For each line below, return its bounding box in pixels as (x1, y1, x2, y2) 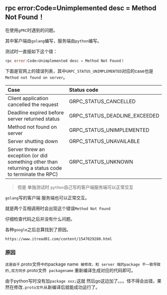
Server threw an (7, 146, 45, 152)
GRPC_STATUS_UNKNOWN (69, 158, 133, 165)
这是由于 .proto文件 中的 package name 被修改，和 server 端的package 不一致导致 (5, 261, 161, 267)
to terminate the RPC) (7, 170, 58, 177)
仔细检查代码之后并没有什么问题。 (5, 216, 75, 222)
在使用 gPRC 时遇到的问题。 (5, 27, 58, 33)
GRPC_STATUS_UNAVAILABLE (69, 138, 140, 145)
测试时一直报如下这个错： (5, 48, 58, 54)
